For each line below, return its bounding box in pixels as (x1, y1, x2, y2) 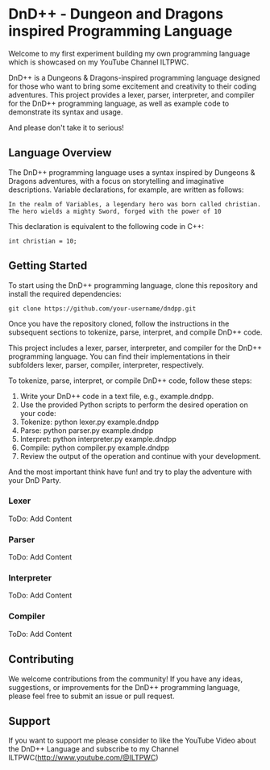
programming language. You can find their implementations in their (8, 352, 231, 361)
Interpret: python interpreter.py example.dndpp (19, 434, 177, 443)
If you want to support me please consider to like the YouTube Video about (8, 735, 256, 746)
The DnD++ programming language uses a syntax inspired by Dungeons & (8, 167, 255, 177)
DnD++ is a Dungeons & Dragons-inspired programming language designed (8, 73, 260, 82)
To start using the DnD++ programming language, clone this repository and (8, 280, 258, 290)
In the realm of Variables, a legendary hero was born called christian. (8, 200, 262, 208)
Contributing (8, 652, 74, 666)
